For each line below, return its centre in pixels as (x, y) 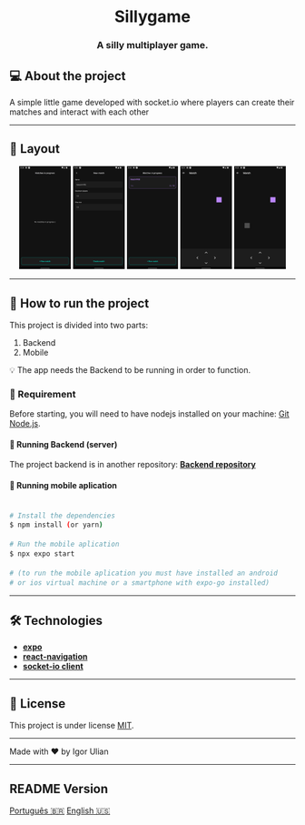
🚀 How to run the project (79, 303)
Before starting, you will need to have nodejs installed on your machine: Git (149, 414)
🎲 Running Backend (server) (64, 444)
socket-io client (53, 667)
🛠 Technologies (56, 620)
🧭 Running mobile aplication (64, 486)
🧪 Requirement (43, 394)
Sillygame (152, 17)
